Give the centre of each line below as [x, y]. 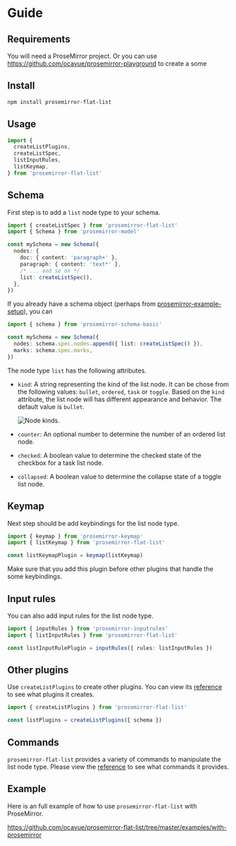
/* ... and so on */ [50, 271]
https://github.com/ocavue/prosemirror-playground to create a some [107, 64]
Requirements [39, 39]
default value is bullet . [51, 406]
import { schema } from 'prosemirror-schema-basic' [85, 324]
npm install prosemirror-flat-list [60, 102]
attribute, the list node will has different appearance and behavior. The [119, 399]
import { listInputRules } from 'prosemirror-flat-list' [93, 635]
